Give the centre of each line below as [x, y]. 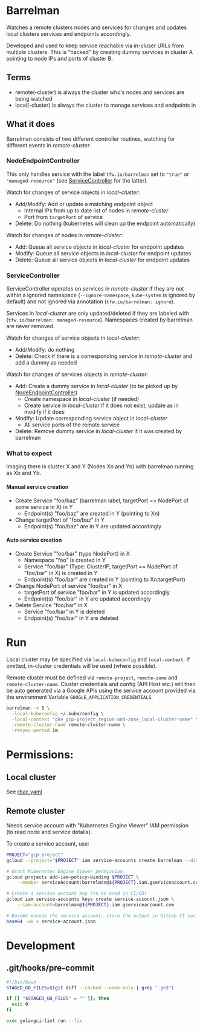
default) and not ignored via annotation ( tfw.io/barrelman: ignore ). [91, 301]
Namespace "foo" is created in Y [65, 560]
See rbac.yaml [24, 792]
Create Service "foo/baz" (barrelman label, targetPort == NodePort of [102, 500]
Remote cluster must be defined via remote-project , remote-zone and [92, 678]
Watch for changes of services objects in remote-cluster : [77, 374]
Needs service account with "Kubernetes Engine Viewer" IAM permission [98, 825]
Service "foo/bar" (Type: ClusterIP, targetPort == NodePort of [101, 566]
